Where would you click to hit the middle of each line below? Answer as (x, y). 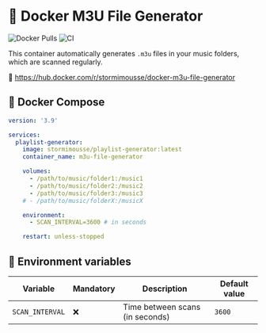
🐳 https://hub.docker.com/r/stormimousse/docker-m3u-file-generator (122, 77)
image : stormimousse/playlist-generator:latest (102, 150)
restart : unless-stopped (63, 237)
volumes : (37, 171)
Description (165, 289)
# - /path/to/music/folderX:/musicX (83, 201)
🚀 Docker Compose (57, 102)
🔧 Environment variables (70, 261)
